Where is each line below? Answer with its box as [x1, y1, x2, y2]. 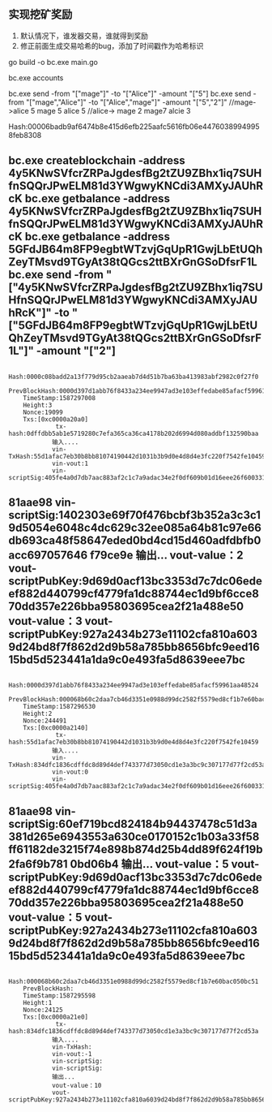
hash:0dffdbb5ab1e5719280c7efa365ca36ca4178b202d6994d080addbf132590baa [8, 429, 259, 437]
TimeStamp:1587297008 [23, 394, 96, 402]
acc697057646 [8, 549, 88, 562]
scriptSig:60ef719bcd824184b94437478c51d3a [8, 817, 257, 830]
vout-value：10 [51, 1082, 102, 1090]
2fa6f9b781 [8, 857, 68, 871]
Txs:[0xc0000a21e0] [23, 1013, 89, 1021]
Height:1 [23, 999, 53, 1007]
